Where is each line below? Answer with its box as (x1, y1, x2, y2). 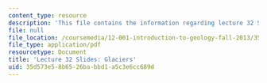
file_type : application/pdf (8, 41, 102, 49)
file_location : (8, 33, 59, 42)
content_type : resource (8, 11, 87, 20)
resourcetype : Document (8, 48, 87, 56)
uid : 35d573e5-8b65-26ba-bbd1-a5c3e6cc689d (8, 63, 155, 71)
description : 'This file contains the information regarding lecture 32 (8, 19, 254, 27)
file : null (8, 26, 44, 34)
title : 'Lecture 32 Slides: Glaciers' (8, 56, 137, 64)
